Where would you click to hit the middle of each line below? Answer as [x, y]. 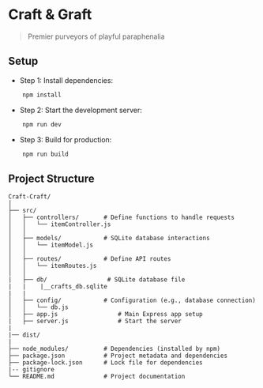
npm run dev [42, 124]
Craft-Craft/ [30, 197]
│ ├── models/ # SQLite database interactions [109, 239]
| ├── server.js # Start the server [95, 322]
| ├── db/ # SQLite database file [97, 280]
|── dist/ [24, 335]
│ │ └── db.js [38, 307]
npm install [42, 95]
